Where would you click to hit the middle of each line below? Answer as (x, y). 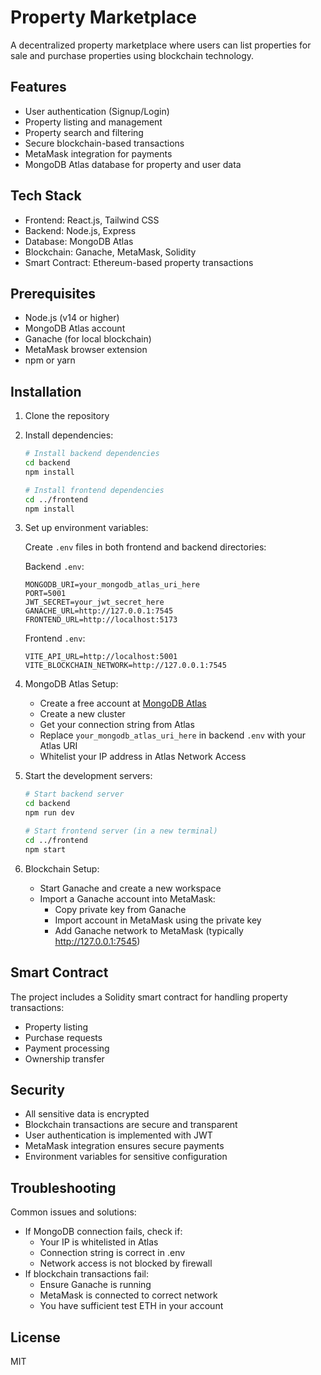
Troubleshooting (63, 1187)
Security (37, 1089)
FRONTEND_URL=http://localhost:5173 (101, 620)
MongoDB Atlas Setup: (71, 684)
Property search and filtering (84, 132)
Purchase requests (63, 1037)
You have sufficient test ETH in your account (131, 1306)
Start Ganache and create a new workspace (130, 888)
